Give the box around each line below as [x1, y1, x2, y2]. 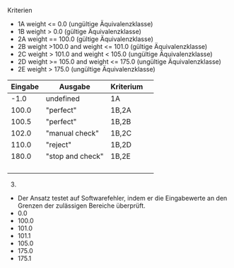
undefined [45, 94, 80, 104]
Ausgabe [59, 82, 90, 91]
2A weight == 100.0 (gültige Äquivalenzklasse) [17, 35, 153, 43]
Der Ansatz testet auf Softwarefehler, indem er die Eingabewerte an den [17, 194, 228, 202]
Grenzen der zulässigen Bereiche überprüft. [17, 201, 146, 210]
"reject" [45, 140, 72, 150]
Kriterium [110, 82, 144, 91]
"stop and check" [45, 152, 104, 161]
